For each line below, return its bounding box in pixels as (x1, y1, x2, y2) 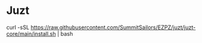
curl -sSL (6, 24, 29, 31)
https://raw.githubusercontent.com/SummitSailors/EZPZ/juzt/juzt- (30, 24, 196, 31)
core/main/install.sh (6, 30, 56, 37)
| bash (57, 30, 73, 37)
